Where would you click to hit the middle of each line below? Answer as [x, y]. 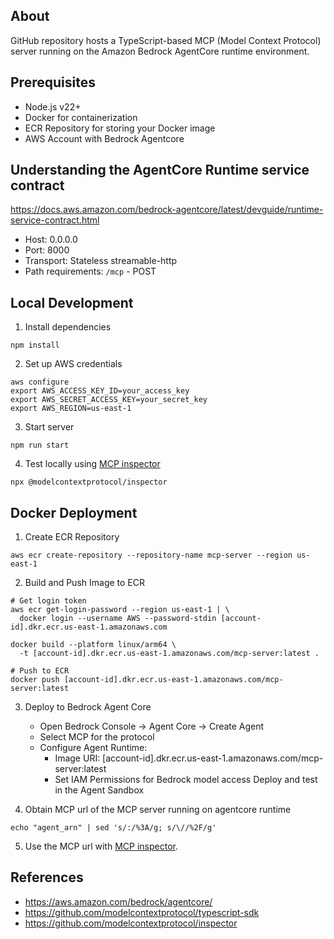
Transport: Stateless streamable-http [101, 261]
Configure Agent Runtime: [93, 748]
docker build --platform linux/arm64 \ [93, 645]
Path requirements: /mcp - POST [90, 271]
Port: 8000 [47, 250]
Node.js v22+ [53, 106]
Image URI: [77, 758]
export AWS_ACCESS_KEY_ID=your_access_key [100, 391]
